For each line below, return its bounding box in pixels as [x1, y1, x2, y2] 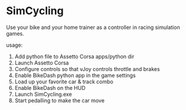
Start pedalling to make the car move [14, 96, 105, 104]
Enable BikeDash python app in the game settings [14, 72, 136, 79]
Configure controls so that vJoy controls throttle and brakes [14, 65, 161, 72]
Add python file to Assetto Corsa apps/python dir [14, 53, 135, 60]
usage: [6, 41, 23, 48]
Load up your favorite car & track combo [14, 78, 113, 85]
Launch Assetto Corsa [14, 59, 69, 66]
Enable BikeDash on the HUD [14, 84, 86, 91]
